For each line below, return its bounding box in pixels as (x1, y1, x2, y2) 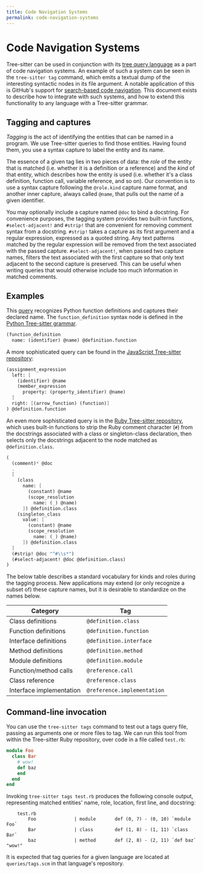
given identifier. (6, 197, 45, 204)
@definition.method (87, 647, 143, 654)
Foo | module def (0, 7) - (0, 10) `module (28, 816, 191, 823)
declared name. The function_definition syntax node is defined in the (6, 314, 184, 321)
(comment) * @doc (12, 460, 53, 466)
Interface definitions (9, 637, 67, 645)
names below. (6, 592, 41, 599)
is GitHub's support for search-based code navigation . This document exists (6, 86, 198, 94)
